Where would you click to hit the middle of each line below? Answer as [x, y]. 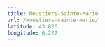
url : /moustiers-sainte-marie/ [53, 20]
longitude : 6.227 [33, 33]
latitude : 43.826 [33, 26]
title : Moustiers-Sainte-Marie [53, 13]
